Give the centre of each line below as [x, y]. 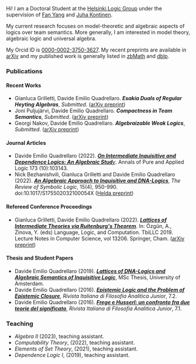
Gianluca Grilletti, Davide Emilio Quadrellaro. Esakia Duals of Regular [98, 98]
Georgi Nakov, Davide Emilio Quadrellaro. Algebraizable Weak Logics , [100, 123]
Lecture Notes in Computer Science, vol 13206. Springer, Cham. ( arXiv [99, 238]
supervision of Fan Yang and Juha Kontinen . [59, 15]
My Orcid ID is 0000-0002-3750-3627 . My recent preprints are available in [96, 50]
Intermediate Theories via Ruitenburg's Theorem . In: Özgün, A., [93, 226]
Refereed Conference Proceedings [49, 206]
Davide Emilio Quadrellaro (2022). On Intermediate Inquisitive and [95, 156]
